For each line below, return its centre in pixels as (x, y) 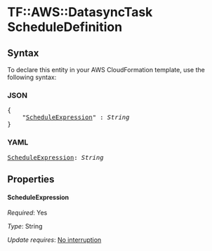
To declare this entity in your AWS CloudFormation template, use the (106, 70)
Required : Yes (27, 213)
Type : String (25, 226)
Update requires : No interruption (54, 240)
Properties (31, 179)
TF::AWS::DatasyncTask (80, 12)
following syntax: (32, 77)
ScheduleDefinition (65, 27)
